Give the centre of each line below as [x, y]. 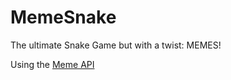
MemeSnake [63, 17]
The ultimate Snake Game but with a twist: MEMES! [116, 45]
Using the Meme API [52, 64]
